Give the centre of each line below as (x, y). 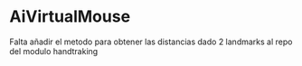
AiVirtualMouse (70, 17)
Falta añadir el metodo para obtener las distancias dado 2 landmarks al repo (151, 42)
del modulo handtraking (54, 51)
